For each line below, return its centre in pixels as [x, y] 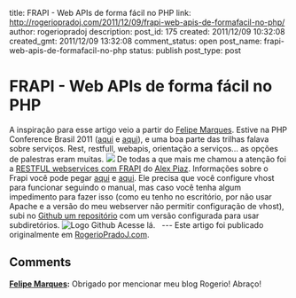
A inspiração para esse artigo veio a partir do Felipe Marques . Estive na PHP [148, 129]
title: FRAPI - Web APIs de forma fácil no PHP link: [100, 13]
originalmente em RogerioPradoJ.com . [79, 234]
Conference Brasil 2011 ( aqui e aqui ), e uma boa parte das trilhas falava [139, 139]
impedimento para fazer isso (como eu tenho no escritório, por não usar [140, 196]
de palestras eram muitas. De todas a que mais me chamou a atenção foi [148, 159]
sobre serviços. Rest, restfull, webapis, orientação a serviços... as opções [144, 148]
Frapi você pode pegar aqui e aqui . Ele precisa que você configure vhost [142, 177]
